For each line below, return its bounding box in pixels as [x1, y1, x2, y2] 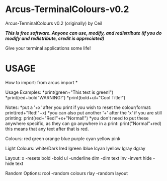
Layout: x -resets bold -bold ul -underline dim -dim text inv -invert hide [5, 155, 152, 161]
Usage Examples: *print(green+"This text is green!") [5, 89, 114, 95]
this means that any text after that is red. [5, 126, 89, 132]
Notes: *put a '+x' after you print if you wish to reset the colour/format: [5, 104, 152, 110]
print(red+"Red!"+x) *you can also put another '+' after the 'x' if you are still [5, 109, 162, 115]
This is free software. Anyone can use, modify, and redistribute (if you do [5, 30, 162, 36]
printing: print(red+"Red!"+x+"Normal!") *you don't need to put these [5, 115, 149, 121]
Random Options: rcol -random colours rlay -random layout [5, 170, 128, 176]
